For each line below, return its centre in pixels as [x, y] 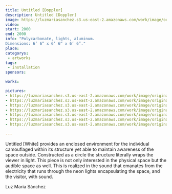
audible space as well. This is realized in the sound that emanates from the [84, 166]
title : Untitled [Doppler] [34, 10]
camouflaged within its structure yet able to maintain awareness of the [80, 149]
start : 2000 [18, 29]
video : [12, 24]
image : [12, 20]
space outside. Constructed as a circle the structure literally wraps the [79, 154]
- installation [24, 67]
